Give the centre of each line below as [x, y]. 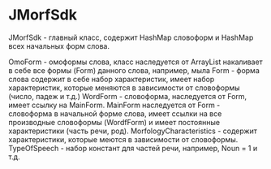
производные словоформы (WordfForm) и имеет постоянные [114, 122]
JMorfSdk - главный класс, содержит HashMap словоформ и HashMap [131, 37]
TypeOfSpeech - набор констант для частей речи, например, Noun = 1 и [133, 148]
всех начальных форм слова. [59, 45]
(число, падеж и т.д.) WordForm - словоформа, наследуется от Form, [128, 96]
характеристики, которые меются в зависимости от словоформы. [123, 139]
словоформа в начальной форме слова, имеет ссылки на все [115, 113]
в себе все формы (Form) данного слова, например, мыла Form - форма [134, 70]
